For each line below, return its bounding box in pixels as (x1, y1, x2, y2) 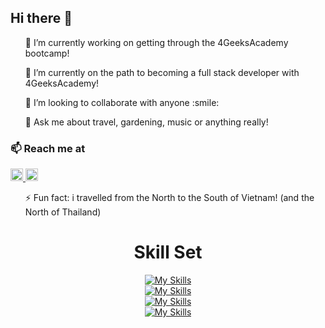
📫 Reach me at (10, 141, 86, 155)
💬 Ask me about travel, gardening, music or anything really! (24, 116, 269, 128)
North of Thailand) (24, 206, 102, 218)
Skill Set (133, 241, 203, 264)
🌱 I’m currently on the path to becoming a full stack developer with (24, 66, 300, 78)
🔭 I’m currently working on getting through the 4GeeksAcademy (24, 36, 289, 48)
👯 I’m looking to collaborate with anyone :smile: (24, 96, 220, 108)
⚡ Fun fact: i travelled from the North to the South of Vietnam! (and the (24, 192, 315, 204)
